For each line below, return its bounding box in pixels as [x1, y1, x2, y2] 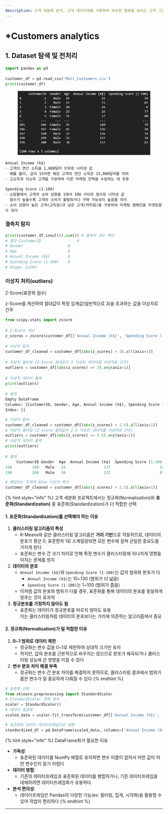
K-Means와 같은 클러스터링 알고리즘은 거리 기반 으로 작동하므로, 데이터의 [19, 532, 161, 538]
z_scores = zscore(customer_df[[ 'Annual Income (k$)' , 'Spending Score [5, 333, 157, 338]
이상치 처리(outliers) [5, 278, 53, 285]
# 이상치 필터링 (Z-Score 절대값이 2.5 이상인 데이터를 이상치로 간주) [5, 428, 133, 433]
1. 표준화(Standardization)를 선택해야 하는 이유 [5, 513, 98, 519]
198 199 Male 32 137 [5, 465, 111, 470]
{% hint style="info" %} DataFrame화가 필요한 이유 [5, 737, 108, 743]
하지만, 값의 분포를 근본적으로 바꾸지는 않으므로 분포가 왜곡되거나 [19, 650, 147, 656]
